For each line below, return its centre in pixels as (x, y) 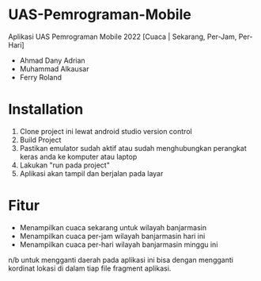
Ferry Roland (40, 77)
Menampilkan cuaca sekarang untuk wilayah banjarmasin (113, 227)
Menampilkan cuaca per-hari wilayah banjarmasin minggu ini (119, 244)
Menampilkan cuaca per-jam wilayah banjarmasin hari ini (112, 236)
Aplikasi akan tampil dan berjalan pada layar (91, 173)
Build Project (40, 140)
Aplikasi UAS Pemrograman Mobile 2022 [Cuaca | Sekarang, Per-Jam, (123, 37)
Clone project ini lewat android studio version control (106, 131)
